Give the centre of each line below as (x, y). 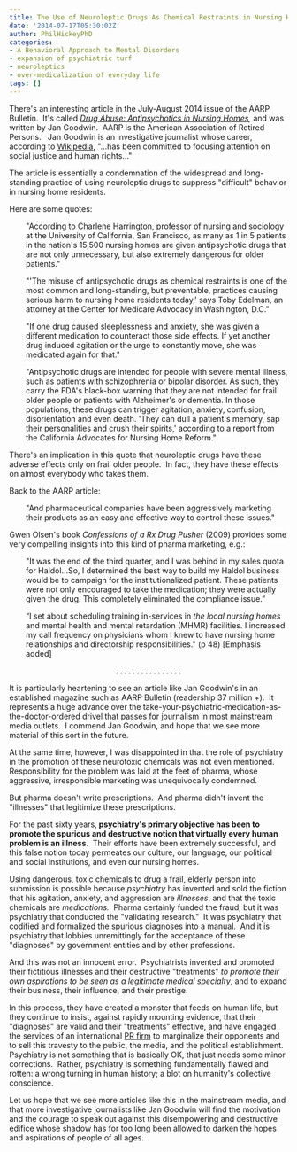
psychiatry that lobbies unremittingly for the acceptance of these (127, 935)
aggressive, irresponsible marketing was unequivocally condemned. (133, 780)
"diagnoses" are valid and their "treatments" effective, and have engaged (143, 1026)
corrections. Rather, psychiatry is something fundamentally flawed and (139, 1063)
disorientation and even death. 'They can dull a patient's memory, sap (153, 418)
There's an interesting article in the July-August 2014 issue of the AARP (140, 108)
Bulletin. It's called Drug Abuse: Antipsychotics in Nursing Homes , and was (147, 118)
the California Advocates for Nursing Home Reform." (121, 437)
